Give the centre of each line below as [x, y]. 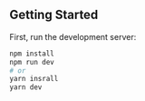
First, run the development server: [73, 36]
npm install [32, 54]
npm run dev [32, 62]
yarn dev [26, 87]
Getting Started [54, 15]
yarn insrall [34, 79]
